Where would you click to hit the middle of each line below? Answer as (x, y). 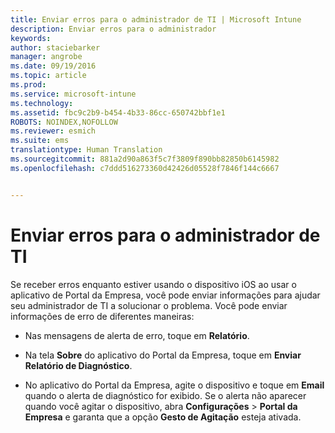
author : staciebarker (55, 47)
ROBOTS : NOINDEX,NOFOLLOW (64, 122)
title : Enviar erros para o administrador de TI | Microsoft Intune (156, 19)
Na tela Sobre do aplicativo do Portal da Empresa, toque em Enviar (163, 355)
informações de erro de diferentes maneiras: (102, 316)
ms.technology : (42, 103)
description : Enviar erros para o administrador (113, 29)
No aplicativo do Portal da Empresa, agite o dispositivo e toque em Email (174, 385)
